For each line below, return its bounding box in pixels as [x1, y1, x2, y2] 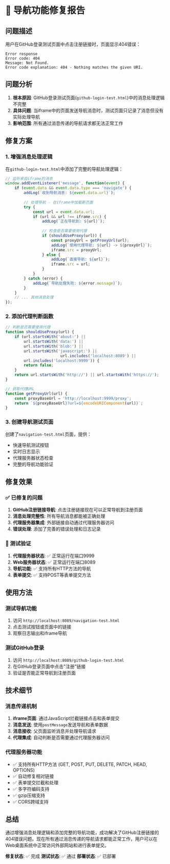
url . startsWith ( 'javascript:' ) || [24, 349, 97, 354]
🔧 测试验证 [5, 540, 32, 547]
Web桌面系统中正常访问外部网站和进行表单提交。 [5, 843, 109, 849]
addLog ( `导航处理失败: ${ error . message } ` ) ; [32, 280, 122, 286]
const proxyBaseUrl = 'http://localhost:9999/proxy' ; [14, 396, 132, 401]
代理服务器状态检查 [12, 455, 54, 461]
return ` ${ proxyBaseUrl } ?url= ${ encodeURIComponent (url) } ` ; [14, 400, 143, 406]
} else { [41, 252, 60, 257]
